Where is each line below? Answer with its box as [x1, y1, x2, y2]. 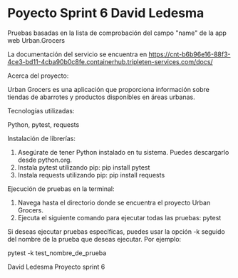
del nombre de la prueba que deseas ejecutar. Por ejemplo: [7, 235, 182, 243]
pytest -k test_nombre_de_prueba [7, 248, 107, 257]
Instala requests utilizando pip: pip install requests [17, 170, 165, 179]
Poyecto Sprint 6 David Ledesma [7, 5, 205, 21]
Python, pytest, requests [7, 120, 80, 129]
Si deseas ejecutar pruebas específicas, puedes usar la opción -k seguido [7, 227, 226, 236]
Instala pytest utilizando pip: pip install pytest [17, 163, 150, 172]
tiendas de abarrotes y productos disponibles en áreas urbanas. [7, 93, 196, 101]
